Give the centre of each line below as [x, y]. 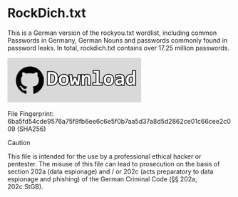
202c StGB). [26, 186]
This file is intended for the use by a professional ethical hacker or [104, 156]
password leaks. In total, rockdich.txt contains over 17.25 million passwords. [119, 48]
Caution [19, 142]
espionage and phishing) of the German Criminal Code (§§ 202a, [102, 179]
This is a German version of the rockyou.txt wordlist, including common [112, 33]
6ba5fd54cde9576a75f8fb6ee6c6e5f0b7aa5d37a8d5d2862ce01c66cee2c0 [119, 121]
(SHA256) [31, 129]
